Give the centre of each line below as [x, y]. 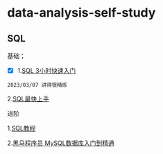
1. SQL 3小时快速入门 [46, 70]
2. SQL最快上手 [28, 99]
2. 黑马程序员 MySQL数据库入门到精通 [61, 143]
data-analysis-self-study [81, 13]
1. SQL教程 [22, 128]
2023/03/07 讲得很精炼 [37, 85]
